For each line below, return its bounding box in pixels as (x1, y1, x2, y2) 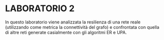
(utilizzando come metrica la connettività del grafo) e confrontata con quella (5, 24, 160, 30)
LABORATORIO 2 (5, 3, 75, 14)
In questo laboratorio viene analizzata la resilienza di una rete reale (5, 19, 141, 25)
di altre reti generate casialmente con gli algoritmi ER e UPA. (5, 29, 127, 35)
